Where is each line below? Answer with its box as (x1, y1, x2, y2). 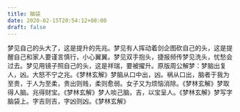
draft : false (7, 23, 46, 30)
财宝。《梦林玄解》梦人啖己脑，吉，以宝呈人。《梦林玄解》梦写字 (44, 88, 233, 96)
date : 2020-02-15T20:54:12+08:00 (7, 17, 107, 24)
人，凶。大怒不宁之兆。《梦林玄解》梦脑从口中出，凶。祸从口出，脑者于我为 (7, 70, 230, 79)
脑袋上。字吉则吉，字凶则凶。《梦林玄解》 (7, 97, 130, 106)
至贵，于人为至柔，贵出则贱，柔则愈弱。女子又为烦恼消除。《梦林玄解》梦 (7, 79, 224, 88)
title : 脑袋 (7, 10, 41, 18)
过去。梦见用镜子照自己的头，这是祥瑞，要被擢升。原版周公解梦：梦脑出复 (7, 62, 226, 70)
